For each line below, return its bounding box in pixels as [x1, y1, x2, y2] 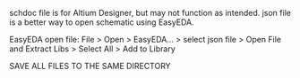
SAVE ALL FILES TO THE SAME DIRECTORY [9, 61, 172, 71]
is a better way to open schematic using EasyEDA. [9, 17, 194, 27]
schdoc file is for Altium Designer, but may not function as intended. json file [9, 8, 291, 18]
